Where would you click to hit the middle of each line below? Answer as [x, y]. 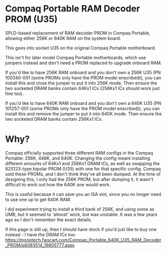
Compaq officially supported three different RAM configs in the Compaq [79, 153]
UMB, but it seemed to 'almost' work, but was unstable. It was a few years [81, 214]
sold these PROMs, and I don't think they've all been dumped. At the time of [83, 174]
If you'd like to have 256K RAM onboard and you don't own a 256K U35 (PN [83, 72]
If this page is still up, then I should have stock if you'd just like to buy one [81, 229]
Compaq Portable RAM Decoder [73, 9]
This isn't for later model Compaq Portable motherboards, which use [76, 57]
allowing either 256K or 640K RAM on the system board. [63, 38]
